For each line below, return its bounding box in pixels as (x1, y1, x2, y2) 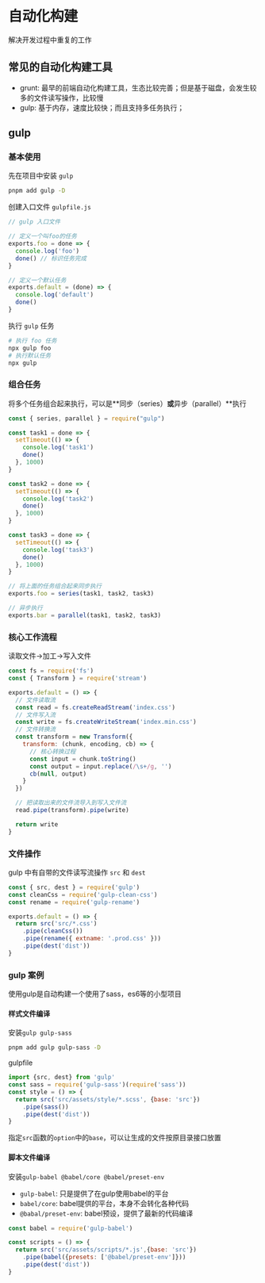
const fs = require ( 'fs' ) (8, 667, 94, 675)
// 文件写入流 (15, 710, 56, 718)
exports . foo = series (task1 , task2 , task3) (8, 590, 155, 598)
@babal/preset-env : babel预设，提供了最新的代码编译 (19, 1208, 194, 1218)
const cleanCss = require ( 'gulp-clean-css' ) (8, 890, 158, 898)
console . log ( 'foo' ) (15, 247, 80, 255)
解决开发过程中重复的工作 (8, 35, 92, 44)
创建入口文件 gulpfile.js (8, 202, 91, 212)
